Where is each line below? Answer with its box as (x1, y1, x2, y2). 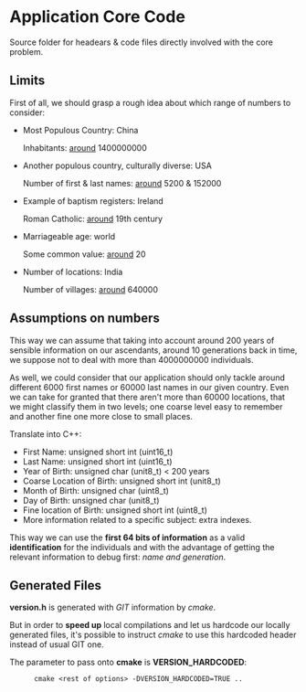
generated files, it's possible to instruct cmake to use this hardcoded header (9, 629, 297, 641)
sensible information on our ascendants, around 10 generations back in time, (9, 345, 298, 356)
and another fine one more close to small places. (9, 410, 194, 421)
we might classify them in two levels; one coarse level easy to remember (9, 400, 283, 412)
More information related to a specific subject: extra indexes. (22, 514, 252, 525)
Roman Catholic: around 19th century (22, 213, 163, 224)
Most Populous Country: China (22, 124, 139, 135)
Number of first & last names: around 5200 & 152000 (22, 177, 222, 188)
